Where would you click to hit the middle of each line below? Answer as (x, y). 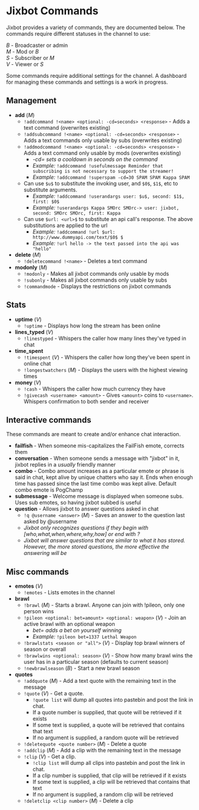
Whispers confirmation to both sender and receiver (86, 401)
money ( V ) (28, 382)
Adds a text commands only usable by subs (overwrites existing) (103, 140)
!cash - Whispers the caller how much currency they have (94, 389)
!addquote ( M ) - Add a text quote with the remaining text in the (100, 681)
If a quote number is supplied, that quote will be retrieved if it (107, 713)
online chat (37, 363)
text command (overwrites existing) (67, 127)
